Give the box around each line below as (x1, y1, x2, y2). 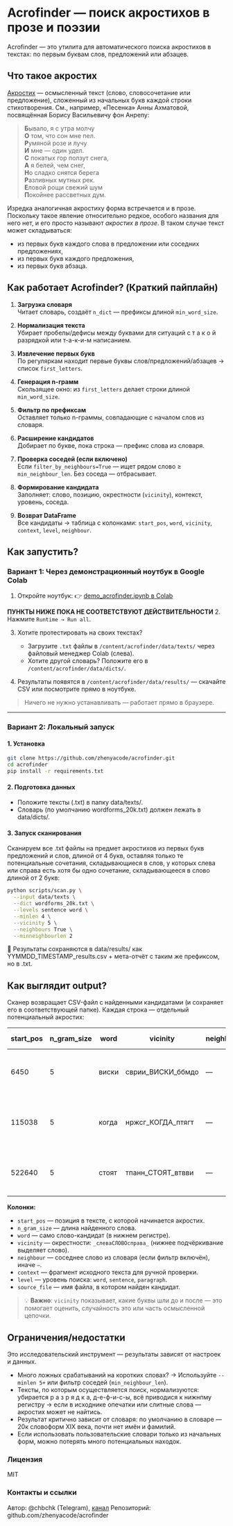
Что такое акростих (7, 70, 98, 82)
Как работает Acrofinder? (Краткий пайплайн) (7, 282, 218, 294)
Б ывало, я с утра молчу (24, 124, 95, 133)
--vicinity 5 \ (13, 919, 58, 926)
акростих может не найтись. (17, 1408, 103, 1416)
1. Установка (7, 739, 45, 748)
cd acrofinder (7, 762, 49, 769)
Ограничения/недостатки (7, 1332, 126, 1343)
